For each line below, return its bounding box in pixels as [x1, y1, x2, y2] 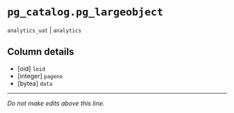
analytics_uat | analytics [7, 26, 82, 34]
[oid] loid [17, 64, 45, 73]
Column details [7, 46, 75, 58]
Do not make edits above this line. [7, 99, 105, 107]
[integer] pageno [17, 71, 63, 80]
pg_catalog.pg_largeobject [7, 6, 164, 19]
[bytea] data [17, 79, 53, 87]
